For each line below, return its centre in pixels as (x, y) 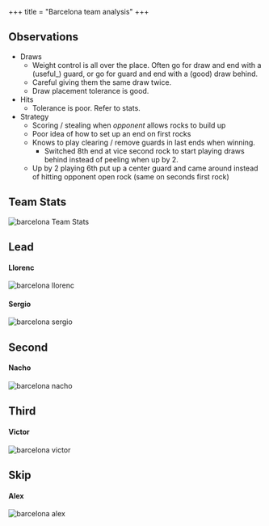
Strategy (34, 116)
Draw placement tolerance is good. (90, 90)
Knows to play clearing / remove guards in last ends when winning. (144, 142)
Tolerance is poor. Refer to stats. (86, 107)
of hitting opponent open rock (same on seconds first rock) (131, 176)
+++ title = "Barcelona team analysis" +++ (79, 12)
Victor (19, 432)
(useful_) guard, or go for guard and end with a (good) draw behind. (145, 74)
